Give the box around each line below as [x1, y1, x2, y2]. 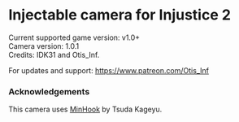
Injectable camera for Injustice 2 [8, 6, 232, 24]
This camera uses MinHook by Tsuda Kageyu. [8, 104, 163, 115]
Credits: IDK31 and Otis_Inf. [8, 50, 100, 59]
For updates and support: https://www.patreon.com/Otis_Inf [8, 65, 210, 75]
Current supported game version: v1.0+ [8, 33, 141, 42]
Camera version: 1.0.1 [8, 41, 80, 50]
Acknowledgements [8, 85, 90, 97]
